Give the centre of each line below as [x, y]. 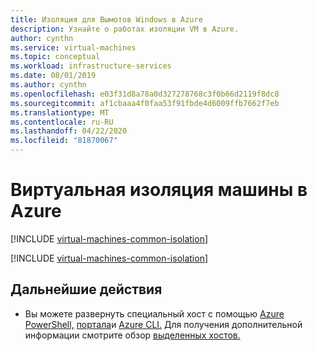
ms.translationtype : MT [60, 112]
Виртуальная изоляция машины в [159, 190]
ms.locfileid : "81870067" [64, 141]
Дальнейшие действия [86, 289]
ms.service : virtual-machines [73, 47]
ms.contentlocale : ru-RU [62, 122]
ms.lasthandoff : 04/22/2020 [69, 131]
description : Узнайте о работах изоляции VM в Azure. [125, 29]
